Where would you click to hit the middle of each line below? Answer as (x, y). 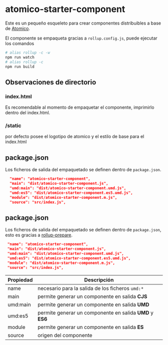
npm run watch (20, 57)
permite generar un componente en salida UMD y (95, 312)
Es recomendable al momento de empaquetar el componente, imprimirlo (80, 107)
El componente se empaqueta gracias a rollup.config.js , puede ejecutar (81, 38)
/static (13, 126)
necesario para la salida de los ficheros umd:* (90, 288)
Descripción (99, 280)
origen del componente (65, 335)
